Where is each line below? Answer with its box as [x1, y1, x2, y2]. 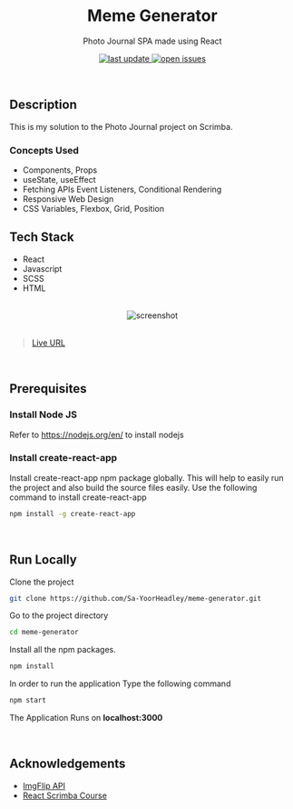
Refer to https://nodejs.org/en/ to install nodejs [9, 429, 184, 440]
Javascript [22, 263, 63, 274]
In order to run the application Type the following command [9, 678, 231, 689]
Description [9, 97, 77, 113]
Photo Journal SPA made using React [83, 35, 222, 46]
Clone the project [9, 576, 74, 587]
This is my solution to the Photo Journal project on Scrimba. [9, 121, 233, 132]
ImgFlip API [22, 780, 66, 791]
